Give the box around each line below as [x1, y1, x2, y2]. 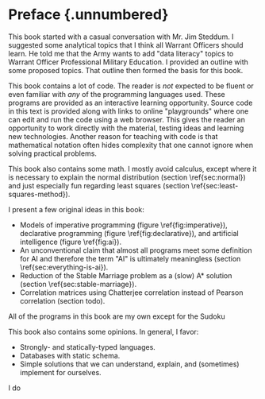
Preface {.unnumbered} [8, 6, 169, 24]
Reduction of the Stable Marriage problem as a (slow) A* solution [19, 270, 232, 280]
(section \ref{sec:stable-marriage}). [19, 279, 137, 289]
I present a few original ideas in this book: [8, 204, 145, 214]
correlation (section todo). [19, 296, 106, 305]
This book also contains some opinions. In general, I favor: [8, 327, 199, 336]
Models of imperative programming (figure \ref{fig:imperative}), [19, 220, 228, 230]
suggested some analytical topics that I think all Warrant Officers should [8, 40, 244, 49]
